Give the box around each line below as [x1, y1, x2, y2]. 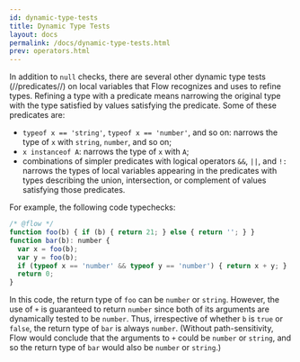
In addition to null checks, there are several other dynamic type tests [9, 71, 267, 82]
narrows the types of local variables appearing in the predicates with [22, 166, 278, 176]
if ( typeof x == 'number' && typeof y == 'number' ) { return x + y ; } [17, 261, 287, 270]
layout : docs [9, 30, 58, 39]
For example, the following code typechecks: [9, 202, 176, 213]
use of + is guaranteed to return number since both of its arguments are [9, 303, 269, 315]
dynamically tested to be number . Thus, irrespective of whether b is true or [9, 313, 283, 324]
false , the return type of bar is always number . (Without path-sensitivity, [9, 323, 274, 334]
